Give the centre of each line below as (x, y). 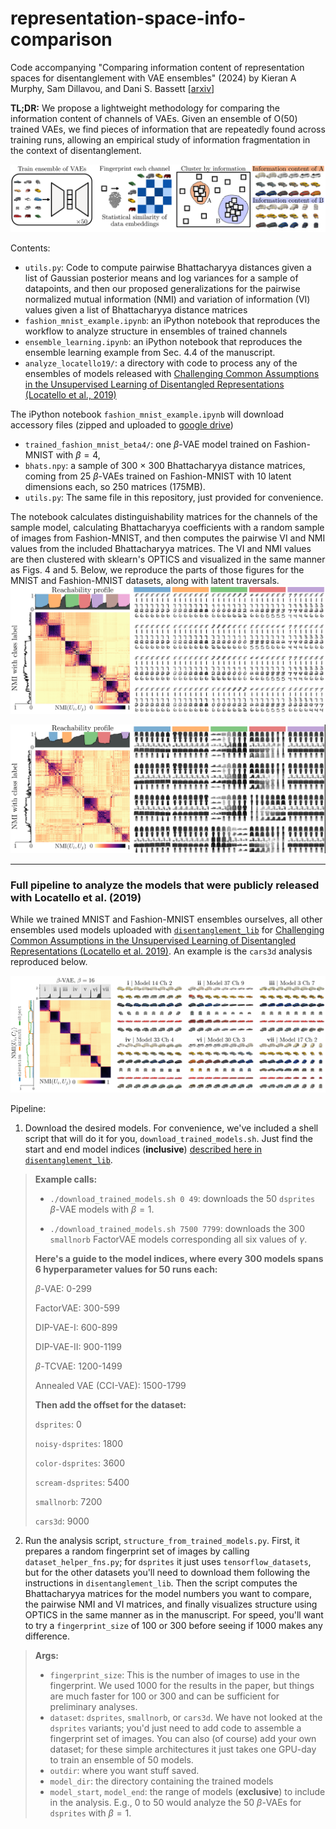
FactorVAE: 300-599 (77, 1308)
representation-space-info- (128, 18)
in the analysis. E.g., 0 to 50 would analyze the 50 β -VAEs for (175, 1803)
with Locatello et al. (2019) (76, 897)
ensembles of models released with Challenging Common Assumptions (172, 373)
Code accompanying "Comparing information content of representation (157, 67)
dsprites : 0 (58, 1424)
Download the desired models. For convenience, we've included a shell (171, 1128)
